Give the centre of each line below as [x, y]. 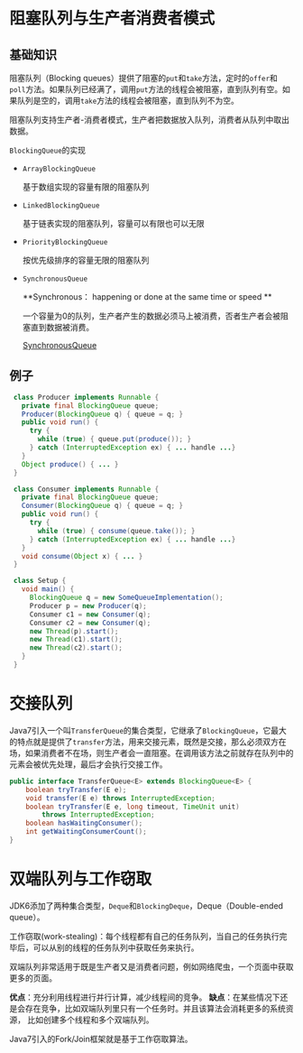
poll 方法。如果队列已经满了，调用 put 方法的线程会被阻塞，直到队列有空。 [146, 89]
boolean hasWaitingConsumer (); [84, 823]
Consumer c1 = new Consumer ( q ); [90, 614]
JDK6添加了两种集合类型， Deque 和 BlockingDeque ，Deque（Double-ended [147, 905]
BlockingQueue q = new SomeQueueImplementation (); [126, 598]
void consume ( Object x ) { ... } [82, 556]
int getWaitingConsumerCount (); [86, 832]
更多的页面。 [33, 978]
